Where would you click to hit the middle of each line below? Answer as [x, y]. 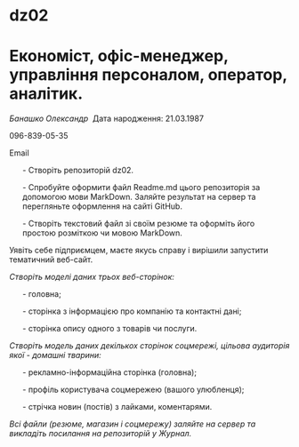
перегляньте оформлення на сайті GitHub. [102, 206]
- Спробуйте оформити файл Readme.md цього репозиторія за [141, 188]
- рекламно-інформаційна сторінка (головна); [109, 372]
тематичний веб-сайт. [51, 259]
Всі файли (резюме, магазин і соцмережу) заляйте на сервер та [133, 424]
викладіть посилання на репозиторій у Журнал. [101, 434]
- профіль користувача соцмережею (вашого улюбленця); [133, 390]
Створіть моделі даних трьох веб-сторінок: [92, 277]
